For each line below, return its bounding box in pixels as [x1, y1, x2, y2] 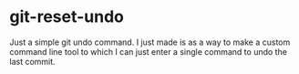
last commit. [9, 56, 57, 67]
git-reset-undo [9, 6, 125, 27]
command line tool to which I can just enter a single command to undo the [9, 46, 287, 57]
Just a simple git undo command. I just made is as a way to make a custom [9, 37, 291, 48]
